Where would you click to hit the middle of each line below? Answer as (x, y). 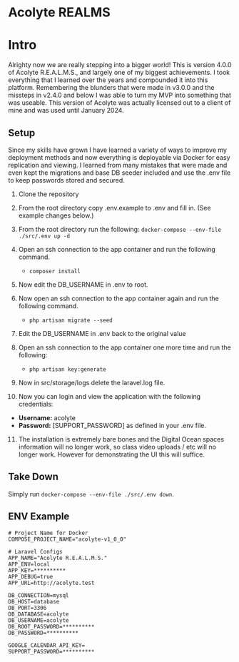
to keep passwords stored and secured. (67, 180)
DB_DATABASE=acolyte (39, 614)
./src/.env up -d (44, 236)
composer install (55, 271)
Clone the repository (49, 194)
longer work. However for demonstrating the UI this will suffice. (112, 454)
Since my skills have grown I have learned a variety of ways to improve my (118, 150)
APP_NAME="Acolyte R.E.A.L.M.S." (58, 558)
